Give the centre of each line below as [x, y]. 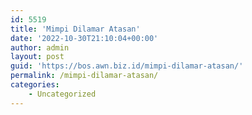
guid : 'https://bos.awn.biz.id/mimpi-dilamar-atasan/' [127, 66]
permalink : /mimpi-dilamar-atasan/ [84, 76]
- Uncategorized [62, 94]
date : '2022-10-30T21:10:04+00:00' [84, 38]
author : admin [40, 47]
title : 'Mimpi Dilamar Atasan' [75, 29]
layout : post [37, 57]
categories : [35, 85]
